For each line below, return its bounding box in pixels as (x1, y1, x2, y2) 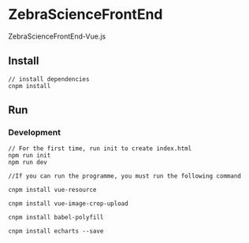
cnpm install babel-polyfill (8, 214, 104, 222)
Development (8, 127, 61, 138)
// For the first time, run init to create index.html (8, 145, 192, 153)
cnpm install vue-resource (8, 186, 97, 194)
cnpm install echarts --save (8, 227, 104, 235)
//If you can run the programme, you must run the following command (8, 172, 242, 180)
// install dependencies (8, 75, 90, 83)
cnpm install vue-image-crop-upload (8, 200, 128, 208)
